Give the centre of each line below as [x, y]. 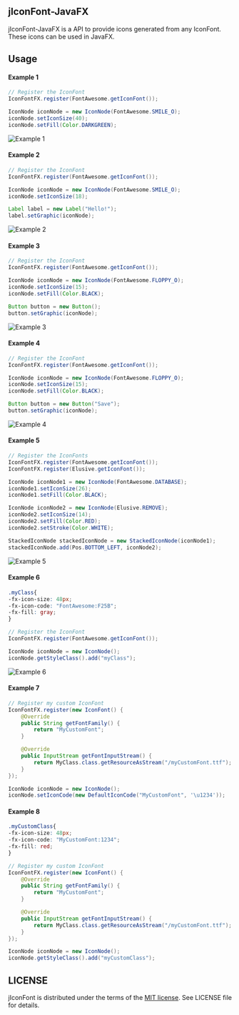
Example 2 [24, 155]
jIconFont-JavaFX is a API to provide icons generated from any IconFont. [115, 29]
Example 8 [24, 811]
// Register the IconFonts [48, 456]
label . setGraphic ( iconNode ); [51, 216]
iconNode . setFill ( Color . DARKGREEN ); [62, 125]
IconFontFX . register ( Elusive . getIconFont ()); [77, 469]
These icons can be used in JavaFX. [61, 36]
